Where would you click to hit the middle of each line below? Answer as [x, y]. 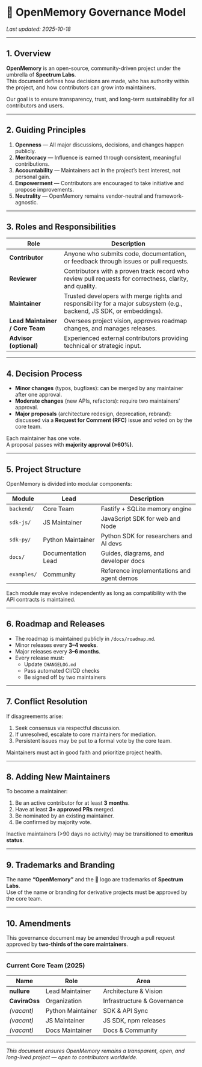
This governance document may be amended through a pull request [91, 938]
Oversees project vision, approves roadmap [126, 321]
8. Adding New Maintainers [58, 777]
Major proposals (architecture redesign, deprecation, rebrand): [93, 414]
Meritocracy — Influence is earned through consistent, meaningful [98, 157]
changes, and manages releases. [111, 329]
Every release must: [40, 658]
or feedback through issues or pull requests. [126, 262]
